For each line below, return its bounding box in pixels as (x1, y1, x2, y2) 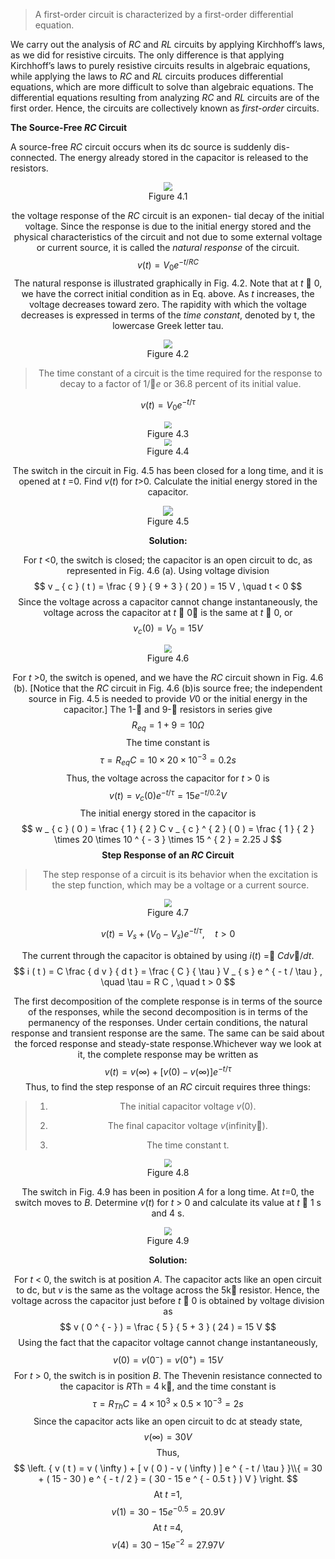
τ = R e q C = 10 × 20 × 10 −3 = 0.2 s (99, 752, 237, 768)
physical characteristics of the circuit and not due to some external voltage (13, 231, 323, 243)
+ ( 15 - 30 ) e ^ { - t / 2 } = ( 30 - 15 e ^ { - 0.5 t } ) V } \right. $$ (38, 1472, 298, 1484)
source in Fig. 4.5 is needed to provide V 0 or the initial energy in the (28, 692, 308, 704)
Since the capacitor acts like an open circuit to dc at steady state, (33, 1415, 303, 1427)
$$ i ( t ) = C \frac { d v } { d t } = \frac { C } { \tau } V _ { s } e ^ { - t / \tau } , (13, 965, 323, 977)
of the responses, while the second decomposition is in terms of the (28, 1005, 308, 1018)
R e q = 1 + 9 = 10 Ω (131, 719, 205, 733)
